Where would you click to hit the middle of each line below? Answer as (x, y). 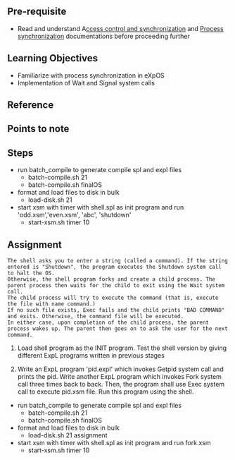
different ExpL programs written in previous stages (91, 356)
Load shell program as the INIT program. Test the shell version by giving (122, 348)
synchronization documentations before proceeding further (103, 36)
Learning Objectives (53, 58)
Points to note (38, 129)
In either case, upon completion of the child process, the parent (108, 323)
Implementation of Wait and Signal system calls (86, 83)
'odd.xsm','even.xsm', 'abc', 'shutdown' (74, 215)
